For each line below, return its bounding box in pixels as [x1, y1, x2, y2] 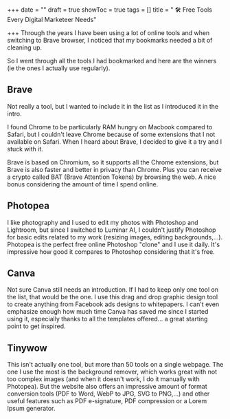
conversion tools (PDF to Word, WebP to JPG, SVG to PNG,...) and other [7, 389, 210, 398]
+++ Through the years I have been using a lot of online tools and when [7, 29, 210, 36]
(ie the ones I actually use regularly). [7, 64, 111, 72]
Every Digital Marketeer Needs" [7, 16, 97, 23]
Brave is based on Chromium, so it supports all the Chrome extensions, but [7, 158, 219, 166]
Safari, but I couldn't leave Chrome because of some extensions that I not [7, 130, 216, 138]
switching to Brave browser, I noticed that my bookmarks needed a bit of [7, 36, 213, 44]
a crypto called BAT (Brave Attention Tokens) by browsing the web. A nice [7, 173, 216, 181]
